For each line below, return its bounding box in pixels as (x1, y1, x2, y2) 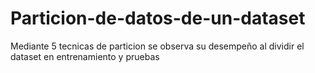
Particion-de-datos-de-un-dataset (10, 7, 306, 30)
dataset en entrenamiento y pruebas (10, 50, 160, 62)
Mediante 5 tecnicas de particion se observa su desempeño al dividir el (10, 40, 305, 52)
